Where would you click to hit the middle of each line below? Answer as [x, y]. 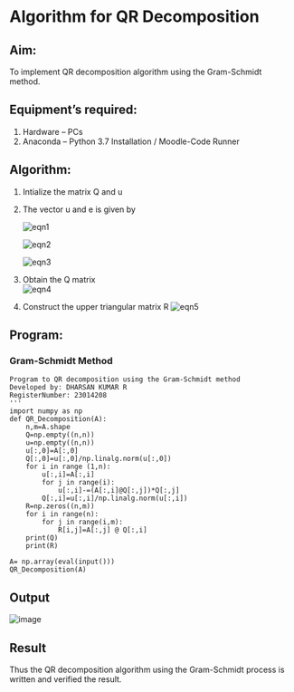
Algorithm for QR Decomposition [134, 17]
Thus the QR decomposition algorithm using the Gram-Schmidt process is [147, 669]
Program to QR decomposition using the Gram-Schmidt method [125, 380]
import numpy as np [46, 411]
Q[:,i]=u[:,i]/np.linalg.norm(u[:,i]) [115, 499]
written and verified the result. [66, 679]
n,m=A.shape [48, 428]
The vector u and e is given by [79, 209]
